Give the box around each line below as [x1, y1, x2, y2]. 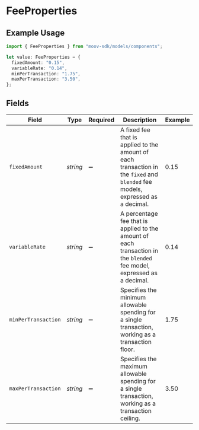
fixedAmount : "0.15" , [11, 59, 65, 66]
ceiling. [120, 414, 140, 422]
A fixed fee [120, 126, 151, 134]
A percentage [120, 209, 158, 218]
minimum [120, 293, 146, 301]
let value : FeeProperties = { [6, 54, 81, 60]
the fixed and [120, 170, 158, 179]
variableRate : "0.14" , [11, 65, 68, 71]
